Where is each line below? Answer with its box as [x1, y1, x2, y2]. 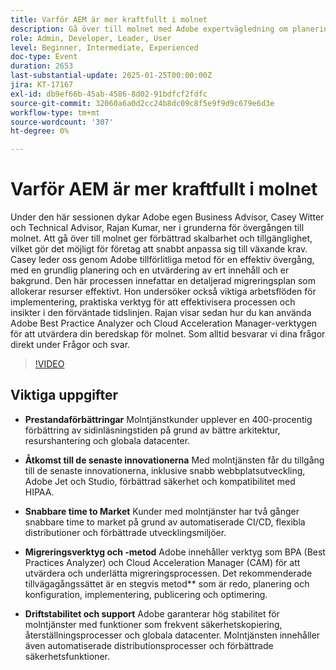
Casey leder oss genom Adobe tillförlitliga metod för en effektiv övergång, [10, 254, 315, 266]
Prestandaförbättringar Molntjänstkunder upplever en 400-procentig [24, 413, 313, 425]
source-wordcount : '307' [10, 117, 114, 127]
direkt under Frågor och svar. [10, 339, 131, 351]
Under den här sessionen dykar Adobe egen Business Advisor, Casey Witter [10, 211, 325, 223]
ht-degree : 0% [10, 126, 70, 136]
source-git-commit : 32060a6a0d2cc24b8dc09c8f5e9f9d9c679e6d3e [10, 98, 275, 108]
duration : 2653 [10, 61, 74, 71]
